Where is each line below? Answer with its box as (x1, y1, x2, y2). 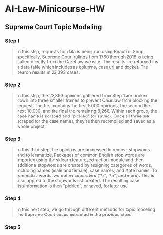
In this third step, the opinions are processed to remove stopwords (17, 147, 150, 153)
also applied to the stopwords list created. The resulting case (17, 178, 140, 184)
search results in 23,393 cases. (17, 69, 80, 75)
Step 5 (5, 223, 21, 230)
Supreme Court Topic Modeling (5, 23, 102, 31)
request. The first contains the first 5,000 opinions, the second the (17, 103, 150, 109)
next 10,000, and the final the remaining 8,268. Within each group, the (17, 108, 157, 114)
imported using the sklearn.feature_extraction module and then (17, 157, 144, 163)
